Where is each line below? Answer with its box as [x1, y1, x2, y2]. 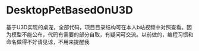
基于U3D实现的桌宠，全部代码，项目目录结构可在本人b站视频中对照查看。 [6, 23, 187, 30]
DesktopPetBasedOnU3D [6, 4, 134, 17]
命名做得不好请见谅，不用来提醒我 [6, 38, 90, 45]
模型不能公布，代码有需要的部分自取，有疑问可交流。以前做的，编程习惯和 [11, 30, 194, 38]
